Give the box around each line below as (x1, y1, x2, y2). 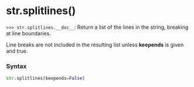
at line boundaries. (6, 29, 51, 36)
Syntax (6, 62, 27, 70)
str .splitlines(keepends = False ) (6, 75, 85, 82)
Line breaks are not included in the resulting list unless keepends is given (6, 41, 184, 48)
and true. (6, 47, 28, 54)
